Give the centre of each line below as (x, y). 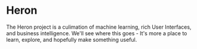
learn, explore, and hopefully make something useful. (72, 39)
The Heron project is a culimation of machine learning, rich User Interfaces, (99, 27)
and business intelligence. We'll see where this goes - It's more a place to (97, 33)
